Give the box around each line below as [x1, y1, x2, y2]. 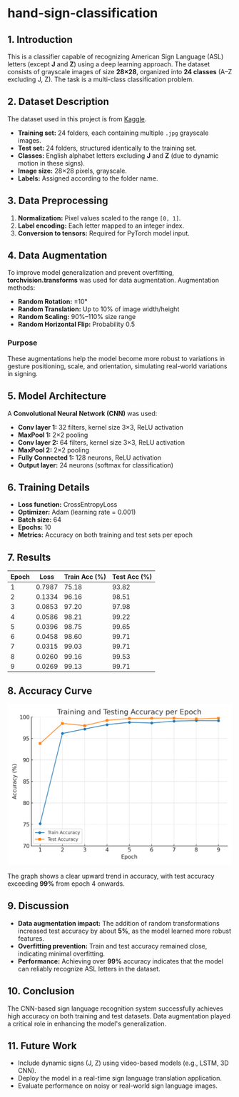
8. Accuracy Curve [7, 684, 93, 697]
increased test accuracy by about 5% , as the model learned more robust [17, 926, 232, 935]
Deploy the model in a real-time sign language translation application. [17, 1074, 223, 1083]
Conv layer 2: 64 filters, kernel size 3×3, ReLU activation [17, 438, 185, 447]
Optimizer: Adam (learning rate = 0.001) [17, 508, 136, 517]
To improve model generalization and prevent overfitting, [7, 268, 175, 277]
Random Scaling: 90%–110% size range [17, 313, 136, 321]
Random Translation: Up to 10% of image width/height [17, 305, 180, 313]
